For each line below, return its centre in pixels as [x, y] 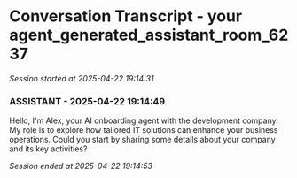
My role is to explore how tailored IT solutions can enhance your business [144, 130]
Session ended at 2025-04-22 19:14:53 [81, 166]
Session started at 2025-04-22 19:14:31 [82, 78]
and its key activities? [48, 149]
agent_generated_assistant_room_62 [149, 35]
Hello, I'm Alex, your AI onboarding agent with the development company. [144, 120]
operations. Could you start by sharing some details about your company [143, 140]
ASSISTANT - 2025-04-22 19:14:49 [87, 101]
